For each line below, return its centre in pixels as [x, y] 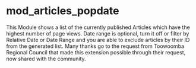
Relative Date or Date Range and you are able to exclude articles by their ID [98, 40]
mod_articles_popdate [63, 11]
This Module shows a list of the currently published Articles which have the [98, 27]
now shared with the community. [46, 59]
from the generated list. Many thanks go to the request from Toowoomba [95, 46]
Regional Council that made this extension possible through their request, [96, 52]
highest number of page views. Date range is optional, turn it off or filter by [98, 33]
